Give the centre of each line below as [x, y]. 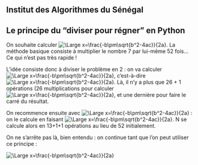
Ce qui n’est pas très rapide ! [42, 58]
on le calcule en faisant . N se [97, 119]
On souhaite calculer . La [91, 45]
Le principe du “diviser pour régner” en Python [96, 30]
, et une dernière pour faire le [150, 95]
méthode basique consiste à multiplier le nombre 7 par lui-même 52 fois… [97, 51]
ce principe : [22, 144]
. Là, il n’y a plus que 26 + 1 [147, 82]
